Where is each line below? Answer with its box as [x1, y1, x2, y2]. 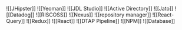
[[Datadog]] [6, 11, 35, 18]
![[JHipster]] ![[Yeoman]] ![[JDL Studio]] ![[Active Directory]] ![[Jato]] [6, 5, 174, 12]
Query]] [6, 18, 25, 24]
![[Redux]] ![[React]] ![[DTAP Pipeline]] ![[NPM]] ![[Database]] [26, 18, 176, 24]
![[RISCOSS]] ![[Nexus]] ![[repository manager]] [35, 11, 151, 18]
